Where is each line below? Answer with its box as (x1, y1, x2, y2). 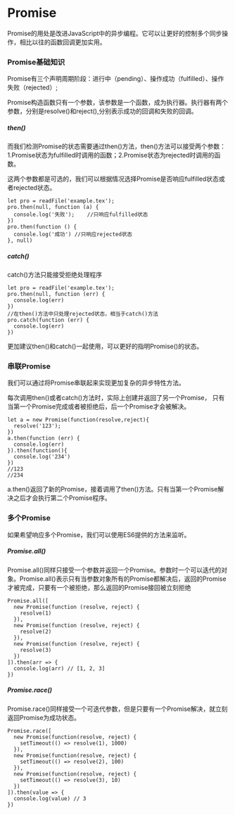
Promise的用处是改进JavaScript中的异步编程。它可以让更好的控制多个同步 (7, 29, 222, 37)
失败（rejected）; (7, 83, 58, 92)
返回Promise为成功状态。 (7, 713, 81, 721)
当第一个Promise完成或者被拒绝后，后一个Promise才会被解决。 (7, 402, 191, 411)
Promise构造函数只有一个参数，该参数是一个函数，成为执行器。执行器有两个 (7, 98, 229, 107)
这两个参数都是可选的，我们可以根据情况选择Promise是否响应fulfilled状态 (7, 174, 220, 184)
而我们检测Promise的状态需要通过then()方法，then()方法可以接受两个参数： (7, 142, 227, 150)
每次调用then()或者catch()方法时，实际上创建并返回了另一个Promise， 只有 (7, 394, 225, 402)
